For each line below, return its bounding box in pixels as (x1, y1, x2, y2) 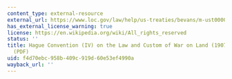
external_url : (7, 16, 48, 23)
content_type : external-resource (7, 10, 104, 17)
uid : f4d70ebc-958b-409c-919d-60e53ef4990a (7, 55, 135, 62)
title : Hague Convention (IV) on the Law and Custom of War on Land (7, 42, 209, 49)
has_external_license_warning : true (7, 23, 113, 30)
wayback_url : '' (7, 61, 54, 68)
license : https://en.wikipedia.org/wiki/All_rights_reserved (7, 29, 187, 36)
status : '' (7, 36, 39, 43)
